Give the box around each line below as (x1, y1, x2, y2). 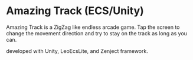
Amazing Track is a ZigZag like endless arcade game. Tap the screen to (6, 24, 180, 31)
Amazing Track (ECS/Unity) (6, 4, 145, 18)
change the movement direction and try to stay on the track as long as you (6, 29, 188, 36)
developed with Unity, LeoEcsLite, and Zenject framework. (6, 47, 149, 54)
